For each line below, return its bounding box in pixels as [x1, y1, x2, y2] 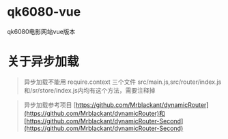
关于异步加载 [7, 54, 80, 69]
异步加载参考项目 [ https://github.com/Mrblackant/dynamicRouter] [23, 100, 209, 109]
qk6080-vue [7, 4, 81, 20]
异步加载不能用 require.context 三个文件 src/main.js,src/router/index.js [23, 78, 222, 86]
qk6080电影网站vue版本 [7, 27, 76, 35]
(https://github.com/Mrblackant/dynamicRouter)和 [23, 109, 165, 117]
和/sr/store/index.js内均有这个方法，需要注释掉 [23, 86, 156, 94]
